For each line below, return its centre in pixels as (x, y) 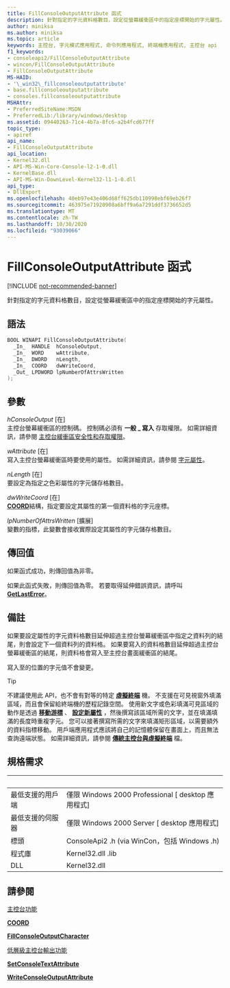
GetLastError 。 (29, 594)
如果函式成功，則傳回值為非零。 (52, 571)
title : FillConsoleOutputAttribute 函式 (64, 13)
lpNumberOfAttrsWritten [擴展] (50, 521)
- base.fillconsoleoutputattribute (58, 90)
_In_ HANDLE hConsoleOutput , (58, 347)
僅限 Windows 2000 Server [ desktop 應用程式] (142, 823)
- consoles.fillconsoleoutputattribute (64, 97)
